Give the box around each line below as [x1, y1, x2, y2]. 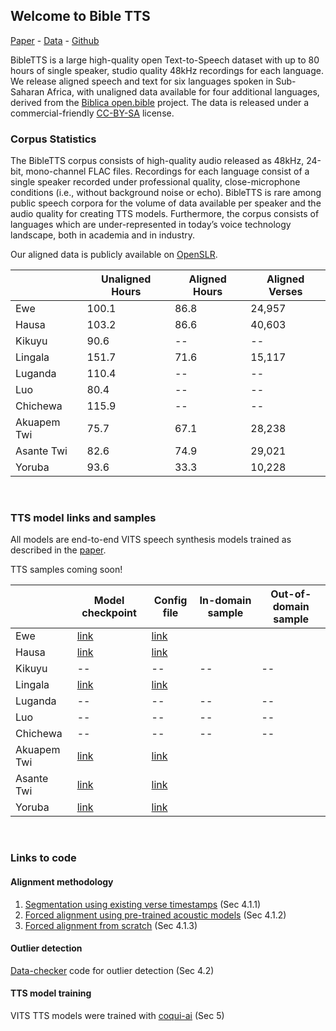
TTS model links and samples [10, 511, 157, 525]
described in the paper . [10, 544, 107, 556]
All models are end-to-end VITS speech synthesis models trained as [10, 534, 292, 546]
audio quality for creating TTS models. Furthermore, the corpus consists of [10, 208, 320, 220]
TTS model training [10, 987, 92, 999]
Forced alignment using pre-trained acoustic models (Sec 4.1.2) [24, 909, 287, 921]
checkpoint [81, 606, 137, 620]
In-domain [199, 594, 252, 608]
